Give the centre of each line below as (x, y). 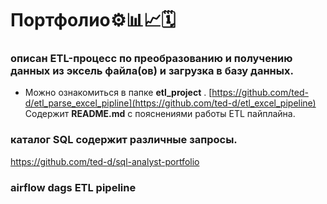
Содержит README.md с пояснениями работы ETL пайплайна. (160, 114)
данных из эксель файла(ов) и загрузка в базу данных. (152, 71)
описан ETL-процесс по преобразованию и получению (151, 59)
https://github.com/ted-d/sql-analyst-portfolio (105, 161)
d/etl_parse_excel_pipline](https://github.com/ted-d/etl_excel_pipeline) (170, 103)
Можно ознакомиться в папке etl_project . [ (118, 93)
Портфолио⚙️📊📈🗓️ (93, 20)
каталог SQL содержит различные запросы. (124, 140)
